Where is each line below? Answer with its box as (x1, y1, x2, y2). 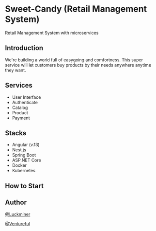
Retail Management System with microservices (5, 30, 99, 36)
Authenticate (12, 99, 38, 105)
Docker (12, 162, 27, 168)
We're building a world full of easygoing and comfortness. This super (5, 57, 143, 63)
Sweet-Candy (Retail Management (5, 3, 147, 15)
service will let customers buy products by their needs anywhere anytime (5, 62, 152, 68)
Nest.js (12, 147, 27, 153)
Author (5, 198, 27, 207)
